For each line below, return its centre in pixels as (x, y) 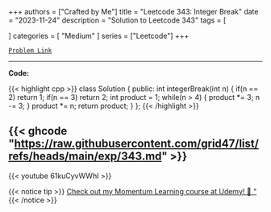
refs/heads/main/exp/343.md (85, 156)
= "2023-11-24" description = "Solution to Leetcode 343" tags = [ (117, 20)
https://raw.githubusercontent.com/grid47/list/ (137, 144)
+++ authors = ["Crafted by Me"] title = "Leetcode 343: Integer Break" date (133, 12)
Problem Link (30, 51)
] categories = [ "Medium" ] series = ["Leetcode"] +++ (99, 36)
